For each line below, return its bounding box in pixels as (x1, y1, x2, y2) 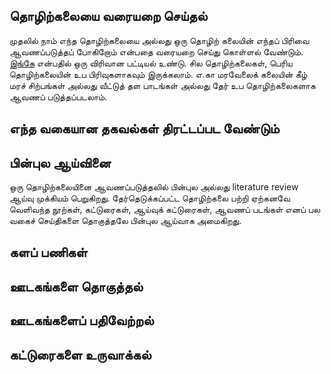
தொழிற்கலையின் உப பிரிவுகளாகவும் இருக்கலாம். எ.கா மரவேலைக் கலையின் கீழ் (9, 68, 308, 80)
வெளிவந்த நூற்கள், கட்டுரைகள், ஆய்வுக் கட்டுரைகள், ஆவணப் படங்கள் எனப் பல (9, 204, 321, 216)
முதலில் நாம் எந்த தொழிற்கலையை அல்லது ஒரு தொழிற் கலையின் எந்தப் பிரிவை (9, 34, 310, 46)
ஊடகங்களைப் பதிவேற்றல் (9, 312, 154, 329)
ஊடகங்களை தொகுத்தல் (9, 278, 144, 295)
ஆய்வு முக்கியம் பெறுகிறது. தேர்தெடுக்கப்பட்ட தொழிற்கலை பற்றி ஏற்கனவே (9, 192, 291, 204)
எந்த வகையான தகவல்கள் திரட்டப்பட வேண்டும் (9, 120, 280, 138)
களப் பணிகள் (9, 244, 88, 261)
